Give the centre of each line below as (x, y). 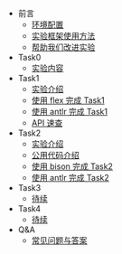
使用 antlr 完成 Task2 (70, 178)
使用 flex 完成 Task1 (68, 100)
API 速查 (47, 123)
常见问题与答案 (59, 240)
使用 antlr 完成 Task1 (70, 112)
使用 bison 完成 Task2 (72, 166)
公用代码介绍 (55, 155)
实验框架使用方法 (63, 36)
